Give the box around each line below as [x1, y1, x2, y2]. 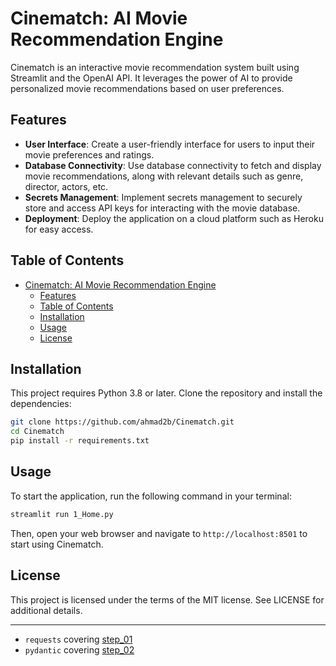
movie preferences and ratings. [24, 148, 155, 161]
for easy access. [24, 223, 94, 235]
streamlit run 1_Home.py [10, 509, 114, 519]
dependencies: [10, 398, 72, 410]
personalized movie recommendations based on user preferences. [10, 82, 285, 94]
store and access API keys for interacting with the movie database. [24, 202, 301, 214]
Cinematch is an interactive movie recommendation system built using [10, 61, 300, 73]
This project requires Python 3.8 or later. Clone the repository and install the [10, 387, 323, 399]
